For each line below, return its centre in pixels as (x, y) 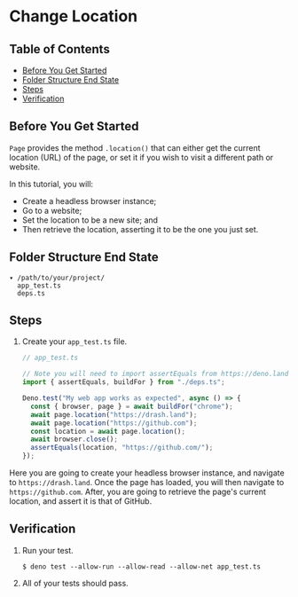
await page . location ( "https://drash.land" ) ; (114, 414)
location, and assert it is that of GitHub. (81, 501)
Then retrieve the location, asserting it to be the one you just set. (140, 229)
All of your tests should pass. (75, 583)
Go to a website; (52, 210)
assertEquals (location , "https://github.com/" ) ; (122, 448)
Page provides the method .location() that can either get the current (135, 147)
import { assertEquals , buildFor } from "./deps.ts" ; (123, 382)
